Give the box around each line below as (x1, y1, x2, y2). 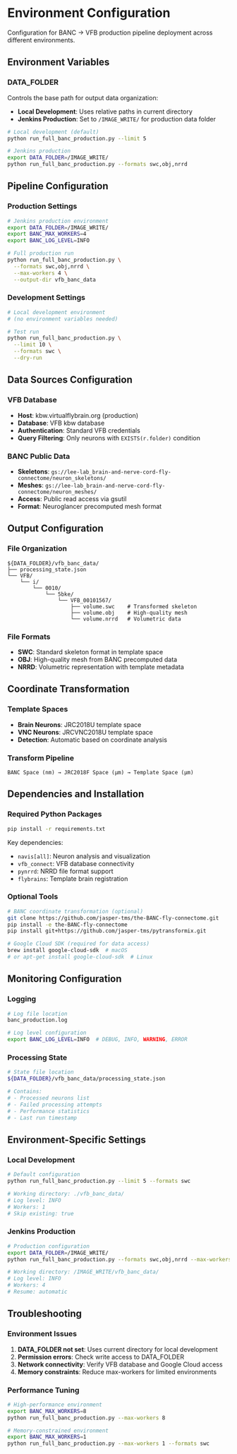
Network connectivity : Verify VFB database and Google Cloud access (17, 1360, 224, 1369)
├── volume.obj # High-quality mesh (70, 609, 188, 616)
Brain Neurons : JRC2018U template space (17, 720, 142, 728)
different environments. (7, 35, 75, 44)
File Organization (7, 543, 67, 553)
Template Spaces (7, 704, 68, 714)
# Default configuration (7, 1171, 80, 1178)
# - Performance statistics (7, 1107, 90, 1114)
